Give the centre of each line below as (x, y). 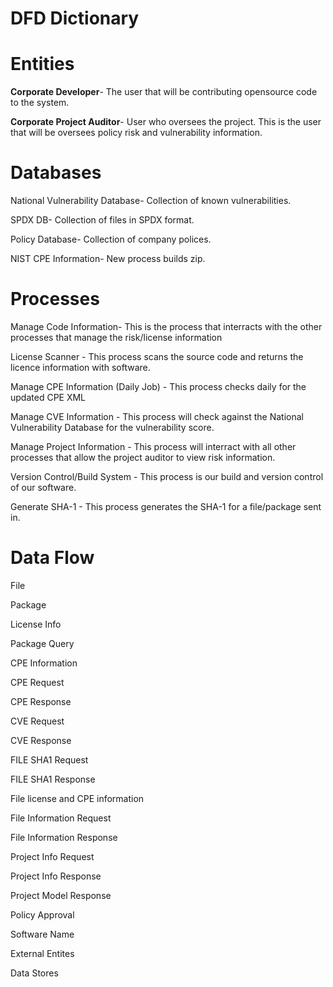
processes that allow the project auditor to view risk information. (143, 457)
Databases (56, 173)
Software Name (42, 934)
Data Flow (52, 558)
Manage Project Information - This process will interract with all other (153, 446)
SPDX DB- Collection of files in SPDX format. (102, 220)
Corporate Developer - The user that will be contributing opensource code (164, 92)
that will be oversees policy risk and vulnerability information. (136, 133)
